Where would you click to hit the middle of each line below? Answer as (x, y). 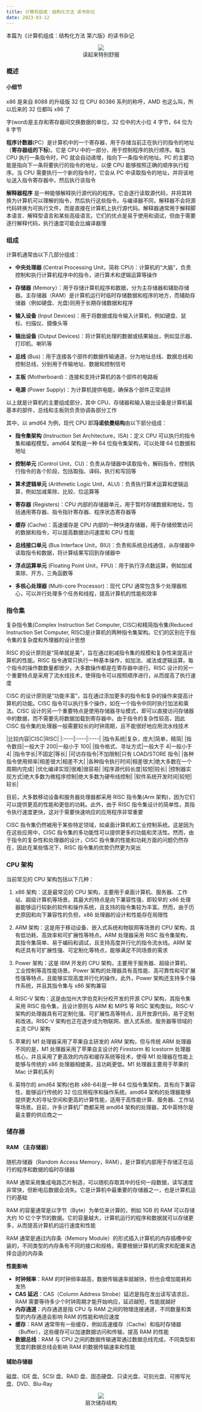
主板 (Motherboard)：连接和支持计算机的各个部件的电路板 (87, 377)
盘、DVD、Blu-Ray (29, 1384)
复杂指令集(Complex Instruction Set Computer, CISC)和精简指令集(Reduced (99, 625)
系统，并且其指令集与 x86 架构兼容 (63, 986)
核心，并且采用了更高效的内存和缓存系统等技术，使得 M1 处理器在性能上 (104, 1056)
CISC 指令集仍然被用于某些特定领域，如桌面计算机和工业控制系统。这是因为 (100, 825)
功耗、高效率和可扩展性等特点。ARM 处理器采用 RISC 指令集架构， (108, 935)
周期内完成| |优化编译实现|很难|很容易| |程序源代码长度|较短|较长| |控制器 (96, 769)
